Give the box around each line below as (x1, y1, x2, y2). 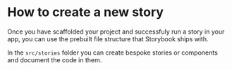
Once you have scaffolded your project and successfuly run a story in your (7, 27, 225, 36)
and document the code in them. (7, 55, 102, 64)
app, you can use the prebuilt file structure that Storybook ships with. (7, 34, 209, 43)
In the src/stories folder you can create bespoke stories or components (7, 48, 219, 57)
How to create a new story (7, 4, 164, 20)
